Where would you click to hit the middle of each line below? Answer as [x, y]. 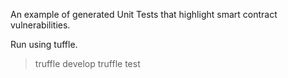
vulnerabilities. [40, 25]
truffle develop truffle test [87, 63]
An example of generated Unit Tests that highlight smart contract [144, 14]
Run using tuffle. [44, 44]
